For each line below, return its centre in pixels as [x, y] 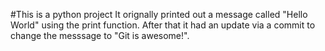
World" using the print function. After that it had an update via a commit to [163, 25]
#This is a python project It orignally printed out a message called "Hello [159, 14]
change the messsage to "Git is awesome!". [100, 35]
